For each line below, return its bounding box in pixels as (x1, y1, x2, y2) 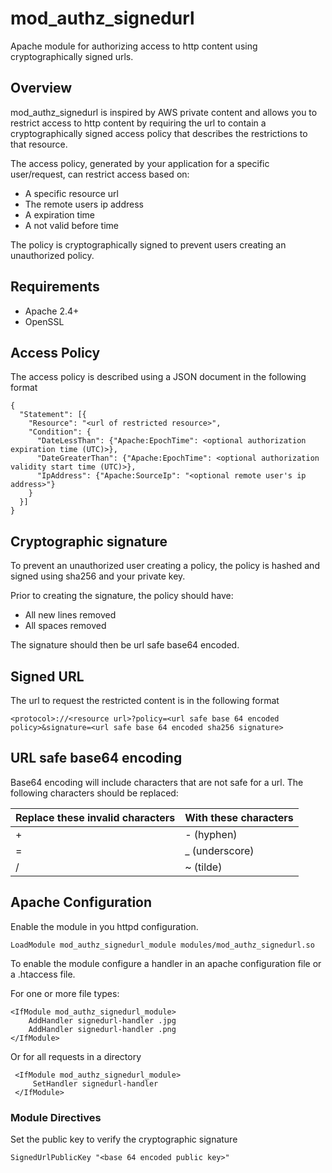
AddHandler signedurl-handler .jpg (28, 1015, 177, 1026)
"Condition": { (28, 427, 92, 437)
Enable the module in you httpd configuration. (10, 920, 199, 932)
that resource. (10, 138, 68, 150)
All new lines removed (24, 609, 117, 621)
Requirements (10, 278, 100, 296)
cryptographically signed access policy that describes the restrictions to (10, 127, 308, 139)
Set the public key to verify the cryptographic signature (10, 1133, 238, 1145)
